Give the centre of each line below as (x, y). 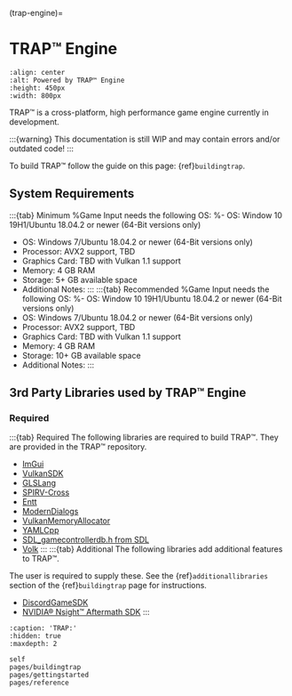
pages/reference (39, 683)
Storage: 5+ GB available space (79, 279)
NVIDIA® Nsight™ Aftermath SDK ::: (86, 612)
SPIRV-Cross (46, 492)
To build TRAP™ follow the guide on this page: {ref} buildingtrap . (127, 166)
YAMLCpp (40, 530)
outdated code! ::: (41, 148)
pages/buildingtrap (45, 668)
